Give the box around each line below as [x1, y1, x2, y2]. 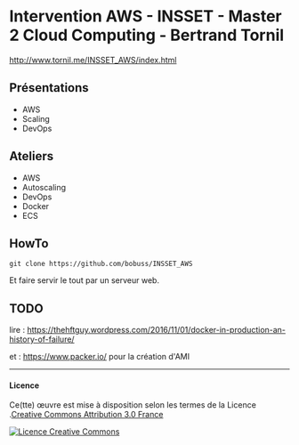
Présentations [9, 80, 89, 95]
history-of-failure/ [9, 334, 75, 344]
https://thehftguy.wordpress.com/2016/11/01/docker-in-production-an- [26, 325, 287, 336]
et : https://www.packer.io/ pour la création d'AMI [9, 352, 190, 362]
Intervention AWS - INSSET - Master [9, 6, 282, 27]
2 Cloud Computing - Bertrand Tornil [9, 25, 285, 45]
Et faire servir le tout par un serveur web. [9, 275, 160, 286]
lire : [9, 325, 25, 336]
